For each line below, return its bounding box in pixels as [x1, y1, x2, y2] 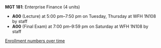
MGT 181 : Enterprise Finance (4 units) [5, 4, 80, 10]
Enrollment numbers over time [5, 38, 65, 44]
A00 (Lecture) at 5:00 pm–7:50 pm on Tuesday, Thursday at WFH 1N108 [12, 13, 156, 19]
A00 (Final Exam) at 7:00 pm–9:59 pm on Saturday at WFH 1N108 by [12, 24, 148, 29]
